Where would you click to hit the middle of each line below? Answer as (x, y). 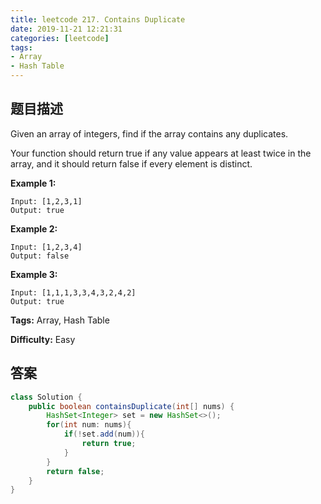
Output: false (40, 256)
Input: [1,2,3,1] (46, 201)
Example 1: (33, 183)
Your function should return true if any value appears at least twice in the (161, 153)
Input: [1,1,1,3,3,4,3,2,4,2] (73, 292)
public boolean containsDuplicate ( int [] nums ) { (131, 406)
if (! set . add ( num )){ (104, 434)
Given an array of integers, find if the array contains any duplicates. (149, 133)
